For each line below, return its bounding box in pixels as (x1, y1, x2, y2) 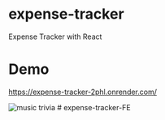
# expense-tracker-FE (56, 102, 132, 112)
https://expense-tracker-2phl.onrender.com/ (8, 87, 157, 96)
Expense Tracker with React (8, 32, 102, 41)
